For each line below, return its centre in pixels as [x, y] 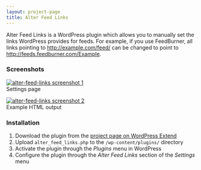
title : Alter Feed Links [37, 17]
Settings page [23, 89]
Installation [23, 122]
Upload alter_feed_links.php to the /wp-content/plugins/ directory [99, 142]
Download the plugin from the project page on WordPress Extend [96, 136]
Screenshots [25, 69]
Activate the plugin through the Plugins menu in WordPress [88, 149]
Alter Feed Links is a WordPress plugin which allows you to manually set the [100, 34]
